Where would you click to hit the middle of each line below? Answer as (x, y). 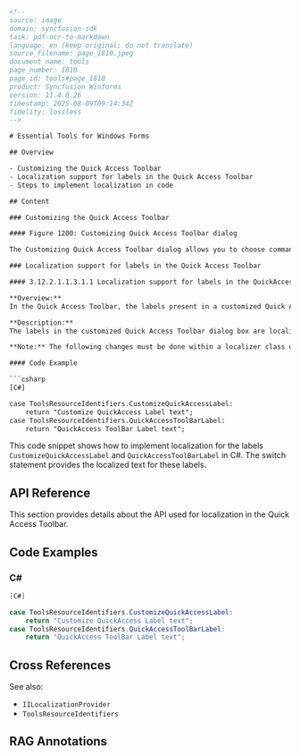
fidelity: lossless (46, 112)
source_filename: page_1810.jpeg (71, 54)
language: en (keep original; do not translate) (101, 45)
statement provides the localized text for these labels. (108, 465)
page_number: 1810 (43, 71)
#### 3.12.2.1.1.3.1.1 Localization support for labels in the (129, 282)
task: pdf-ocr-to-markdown (59, 37)
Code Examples (54, 552)
